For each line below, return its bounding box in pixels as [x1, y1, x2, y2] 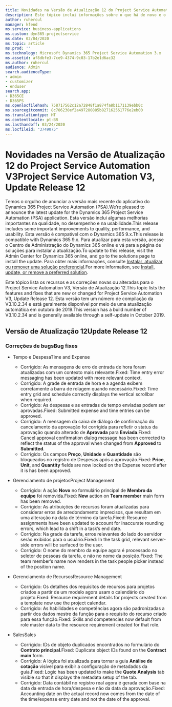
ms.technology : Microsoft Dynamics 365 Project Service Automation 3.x [5, 50, 161, 55]
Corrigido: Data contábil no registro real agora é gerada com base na [20, 680, 166, 686]
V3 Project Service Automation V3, [5, 170, 155, 182]
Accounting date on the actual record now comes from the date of [20, 691, 160, 697]
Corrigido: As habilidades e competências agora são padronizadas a [20, 605, 165, 612]
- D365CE [5, 93, 24, 99]
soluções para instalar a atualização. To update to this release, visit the [5, 247, 154, 254]
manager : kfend [5, 22, 38, 27]
